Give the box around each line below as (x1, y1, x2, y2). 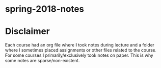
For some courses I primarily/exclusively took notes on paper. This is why (5, 52, 154, 58)
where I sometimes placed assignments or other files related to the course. (5, 47, 157, 53)
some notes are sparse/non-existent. (5, 58, 80, 64)
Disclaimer (5, 26, 50, 37)
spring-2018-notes (5, 3, 84, 15)
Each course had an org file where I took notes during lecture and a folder (5, 42, 155, 48)
